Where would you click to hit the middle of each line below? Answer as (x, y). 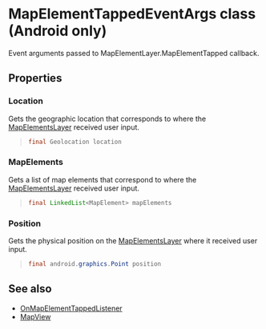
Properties (35, 78)
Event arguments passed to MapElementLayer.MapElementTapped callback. (134, 53)
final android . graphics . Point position (95, 264)
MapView (35, 316)
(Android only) (58, 31)
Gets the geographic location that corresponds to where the (107, 118)
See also (30, 289)
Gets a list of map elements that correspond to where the (103, 179)
